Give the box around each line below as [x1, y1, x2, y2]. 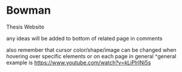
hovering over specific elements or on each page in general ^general [6, 52, 177, 60]
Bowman [6, 4, 51, 17]
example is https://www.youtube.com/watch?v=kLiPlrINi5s [6, 59, 151, 66]
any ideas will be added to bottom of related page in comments [6, 35, 163, 42]
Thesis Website [6, 23, 44, 30]
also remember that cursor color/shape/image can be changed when [6, 46, 177, 54]
